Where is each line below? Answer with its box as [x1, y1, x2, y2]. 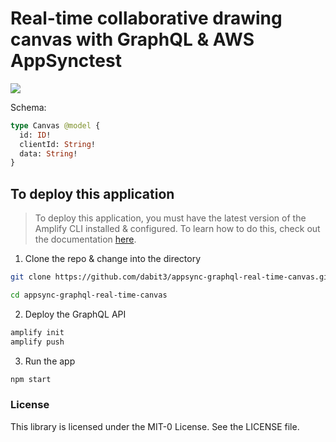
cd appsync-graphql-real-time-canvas [10, 290, 168, 300]
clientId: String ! [19, 139, 97, 149]
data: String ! [19, 148, 78, 159]
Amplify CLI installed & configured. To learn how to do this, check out [34, 223, 321, 235]
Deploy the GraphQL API [24, 308, 127, 320]
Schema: [10, 101, 47, 113]
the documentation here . [34, 233, 137, 246]
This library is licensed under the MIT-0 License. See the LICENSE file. [10, 420, 300, 432]
